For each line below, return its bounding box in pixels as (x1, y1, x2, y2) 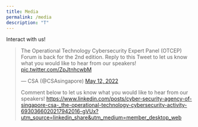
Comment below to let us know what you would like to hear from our (20, 89, 188, 96)
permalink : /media (6, 14, 52, 20)
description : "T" (6, 19, 49, 25)
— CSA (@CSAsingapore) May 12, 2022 (20, 77, 119, 84)
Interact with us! (6, 36, 46, 43)
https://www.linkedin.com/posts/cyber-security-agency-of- (46, 95, 192, 102)
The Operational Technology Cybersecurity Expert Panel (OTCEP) (20, 47, 183, 54)
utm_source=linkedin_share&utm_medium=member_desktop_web (20, 114, 182, 121)
